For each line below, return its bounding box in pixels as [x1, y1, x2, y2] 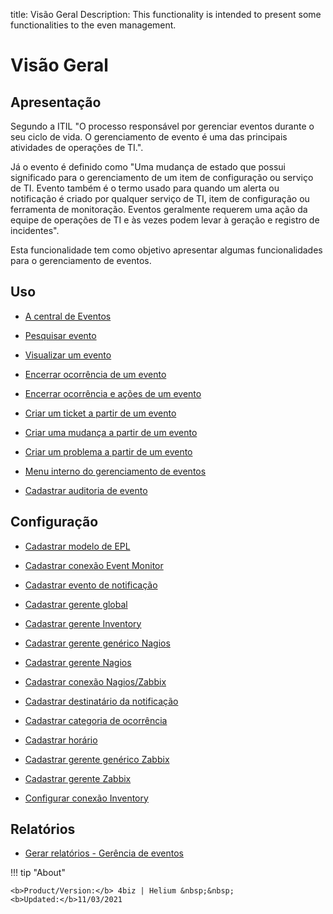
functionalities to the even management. [10, 19, 177, 31]
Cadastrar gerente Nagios [24, 656, 132, 668]
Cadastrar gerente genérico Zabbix [24, 753, 170, 765]
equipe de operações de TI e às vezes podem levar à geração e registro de [10, 214, 320, 226]
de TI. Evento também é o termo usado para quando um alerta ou [10, 182, 280, 194]
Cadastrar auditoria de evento [24, 484, 148, 496]
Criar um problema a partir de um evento [24, 445, 193, 458]
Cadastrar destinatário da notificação [24, 695, 179, 707]
